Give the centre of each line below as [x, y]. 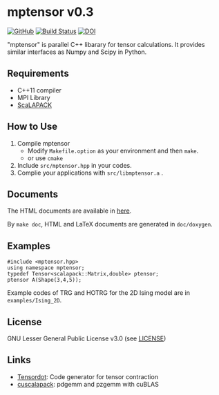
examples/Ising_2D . [35, 300]
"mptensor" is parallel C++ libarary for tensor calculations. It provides [106, 44]
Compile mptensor [44, 143]
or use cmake [45, 158]
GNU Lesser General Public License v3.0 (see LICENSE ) [87, 338]
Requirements [38, 74]
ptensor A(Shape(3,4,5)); [44, 280]
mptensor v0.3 [50, 12]
